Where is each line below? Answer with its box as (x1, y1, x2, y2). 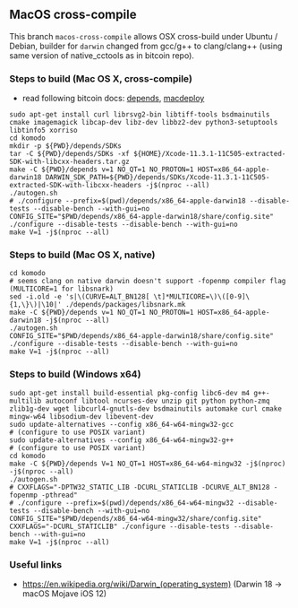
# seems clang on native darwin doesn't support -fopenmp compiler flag (9, 277, 286, 286)
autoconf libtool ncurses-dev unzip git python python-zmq (45, 396, 270, 405)
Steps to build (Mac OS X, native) (9, 248, 156, 261)
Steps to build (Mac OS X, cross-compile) (9, 72, 192, 84)
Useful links (9, 558, 63, 570)
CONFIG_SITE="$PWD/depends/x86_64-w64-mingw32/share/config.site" (9, 514, 262, 523)
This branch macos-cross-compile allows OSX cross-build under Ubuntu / (9, 30, 278, 41)
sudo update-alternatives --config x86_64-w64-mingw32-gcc (9, 420, 234, 429)
